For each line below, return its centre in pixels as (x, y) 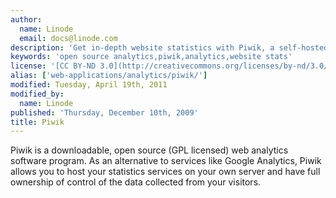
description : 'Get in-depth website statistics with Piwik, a (142, 47)
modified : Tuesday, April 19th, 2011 (89, 85)
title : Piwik (37, 122)
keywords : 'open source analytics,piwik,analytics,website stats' (151, 57)
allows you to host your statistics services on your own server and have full (165, 172)
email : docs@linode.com (68, 38)
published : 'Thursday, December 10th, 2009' (104, 112)
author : (26, 19)
